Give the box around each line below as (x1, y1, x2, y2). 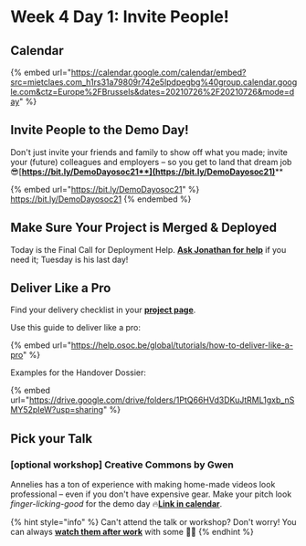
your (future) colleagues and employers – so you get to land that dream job (10, 156, 292, 167)
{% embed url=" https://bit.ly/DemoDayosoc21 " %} (10, 184, 200, 194)
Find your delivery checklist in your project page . (10, 304, 196, 316)
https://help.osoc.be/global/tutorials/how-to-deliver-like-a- (70, 340, 293, 351)
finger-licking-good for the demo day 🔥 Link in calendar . (10, 499, 223, 509)
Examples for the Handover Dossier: (10, 367, 147, 378)
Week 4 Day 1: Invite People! (10, 6, 229, 27)
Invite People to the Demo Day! (10, 122, 190, 138)
